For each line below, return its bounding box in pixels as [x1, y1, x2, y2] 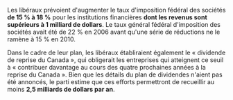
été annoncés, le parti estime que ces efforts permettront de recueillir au [7, 78, 215, 86]
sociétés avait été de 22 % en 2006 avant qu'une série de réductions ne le [7, 28, 221, 36]
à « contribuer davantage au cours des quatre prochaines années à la [7, 63, 206, 71]
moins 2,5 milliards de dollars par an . [7, 86, 115, 93]
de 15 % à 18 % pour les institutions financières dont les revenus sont [7, 13, 208, 21]
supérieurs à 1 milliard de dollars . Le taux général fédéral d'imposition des [7, 21, 221, 28]
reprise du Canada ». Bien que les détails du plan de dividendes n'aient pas [7, 70, 223, 79]
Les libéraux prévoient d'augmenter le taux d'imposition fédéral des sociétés [7, 6, 226, 14]
